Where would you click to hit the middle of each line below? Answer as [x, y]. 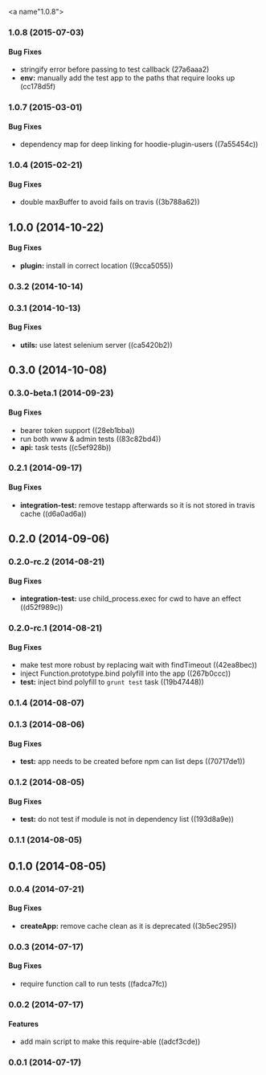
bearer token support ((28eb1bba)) [77, 430]
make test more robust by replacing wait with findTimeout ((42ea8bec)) [138, 665]
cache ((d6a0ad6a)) [53, 513]
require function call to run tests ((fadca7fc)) [94, 984]
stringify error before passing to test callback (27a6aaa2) [115, 69]
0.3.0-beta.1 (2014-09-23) [61, 393]
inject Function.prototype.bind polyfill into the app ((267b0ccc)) [125, 673]
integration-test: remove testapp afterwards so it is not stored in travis [137, 505]
